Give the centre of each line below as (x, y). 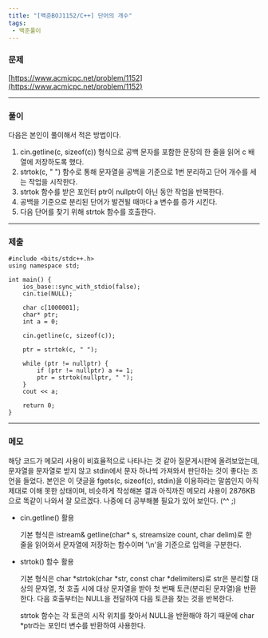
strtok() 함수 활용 (47, 561)
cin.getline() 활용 (47, 517)
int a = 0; (41, 322)
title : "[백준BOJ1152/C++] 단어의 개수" (71, 16)
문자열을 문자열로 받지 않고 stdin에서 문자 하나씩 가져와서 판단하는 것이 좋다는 (129, 470)
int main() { (30, 280)
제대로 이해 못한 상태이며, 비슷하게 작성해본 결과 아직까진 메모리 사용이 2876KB (132, 490)
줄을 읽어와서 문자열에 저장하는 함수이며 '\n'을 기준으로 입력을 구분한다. (130, 545)
